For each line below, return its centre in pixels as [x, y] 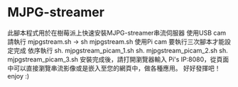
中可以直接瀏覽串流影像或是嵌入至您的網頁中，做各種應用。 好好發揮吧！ [114, 68]
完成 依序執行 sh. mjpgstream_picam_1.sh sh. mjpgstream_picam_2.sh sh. [121, 50]
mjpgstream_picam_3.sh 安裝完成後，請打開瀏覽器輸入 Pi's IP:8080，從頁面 [118, 59]
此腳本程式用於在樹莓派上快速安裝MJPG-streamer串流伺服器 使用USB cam [117, 33]
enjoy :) [18, 76]
